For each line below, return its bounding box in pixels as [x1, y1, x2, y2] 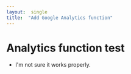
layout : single [6, 9, 48, 15]
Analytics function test [6, 41, 125, 55]
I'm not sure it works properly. [15, 61, 91, 68]
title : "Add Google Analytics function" [6, 15, 113, 21]
